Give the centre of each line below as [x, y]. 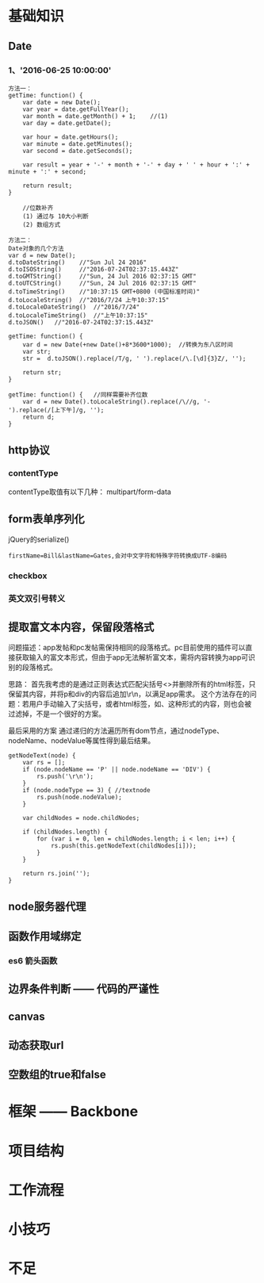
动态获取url [36, 1045]
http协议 [29, 450]
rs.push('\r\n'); [65, 777]
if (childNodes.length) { [65, 832]
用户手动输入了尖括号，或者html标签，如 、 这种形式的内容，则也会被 [140, 704]
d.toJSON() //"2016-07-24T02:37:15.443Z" [81, 322]
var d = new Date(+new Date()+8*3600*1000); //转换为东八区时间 [128, 345]
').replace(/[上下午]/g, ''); [56, 410]
